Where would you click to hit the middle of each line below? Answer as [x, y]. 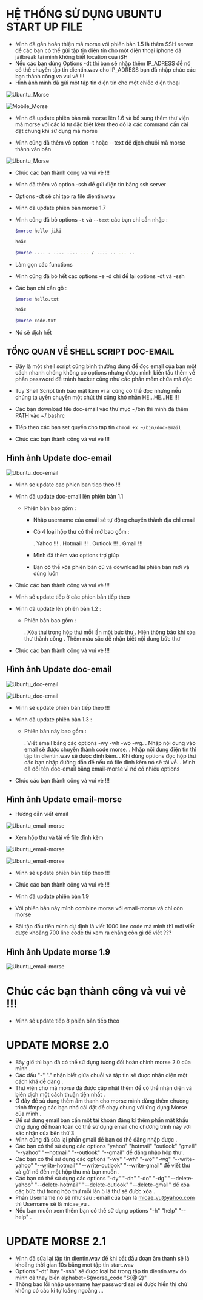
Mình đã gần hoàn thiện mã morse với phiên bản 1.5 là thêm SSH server [104, 44]
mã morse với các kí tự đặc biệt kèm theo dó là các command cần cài [101, 124]
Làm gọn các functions [44, 264]
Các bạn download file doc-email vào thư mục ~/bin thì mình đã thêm [102, 409]
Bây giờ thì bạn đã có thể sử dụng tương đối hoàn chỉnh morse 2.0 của [103, 1062]
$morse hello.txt [37, 299]
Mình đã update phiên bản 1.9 [52, 896]
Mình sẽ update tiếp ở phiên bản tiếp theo [67, 1021]
